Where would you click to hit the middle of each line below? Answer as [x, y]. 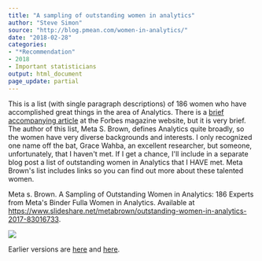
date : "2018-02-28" [40, 37]
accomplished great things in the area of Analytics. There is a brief [116, 112]
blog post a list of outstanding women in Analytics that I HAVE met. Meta [125, 162]
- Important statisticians [52, 67]
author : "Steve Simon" [45, 23]
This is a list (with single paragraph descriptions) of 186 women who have [127, 104]
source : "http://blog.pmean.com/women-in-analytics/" [98, 30]
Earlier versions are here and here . [64, 249]
